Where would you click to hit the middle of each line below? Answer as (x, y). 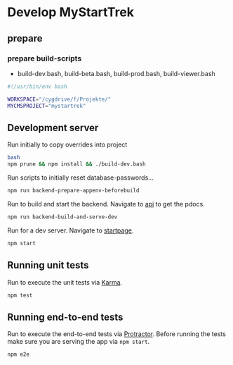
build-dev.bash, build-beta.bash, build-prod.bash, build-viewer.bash (116, 73)
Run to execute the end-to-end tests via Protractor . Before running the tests (116, 334)
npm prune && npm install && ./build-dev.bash (76, 164)
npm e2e (19, 354)
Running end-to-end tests (65, 317)
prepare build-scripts (45, 58)
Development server (53, 128)
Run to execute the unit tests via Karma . (65, 282)
